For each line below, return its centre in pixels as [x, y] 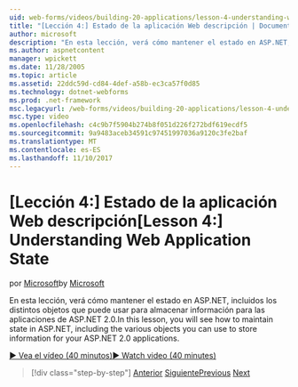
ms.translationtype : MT [53, 141]
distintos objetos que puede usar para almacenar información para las [137, 310]
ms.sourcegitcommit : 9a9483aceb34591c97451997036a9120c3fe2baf [129, 133]
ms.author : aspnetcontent [57, 51]
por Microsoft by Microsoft [57, 283]
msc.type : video [39, 117]
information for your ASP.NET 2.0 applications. [94, 338]
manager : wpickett [43, 59]
